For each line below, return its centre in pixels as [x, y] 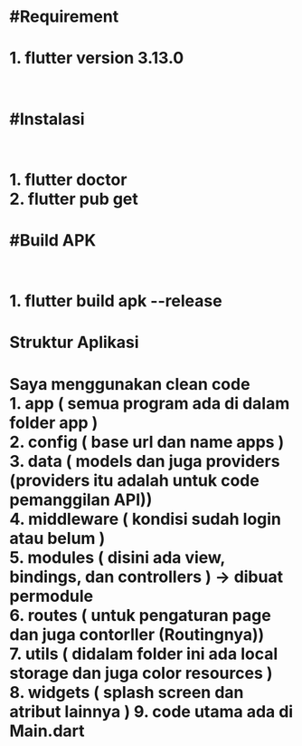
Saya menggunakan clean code [130, 384]
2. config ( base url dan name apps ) [147, 442]
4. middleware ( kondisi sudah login [146, 519]
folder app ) [54, 422]
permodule [52, 596]
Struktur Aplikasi [74, 343]
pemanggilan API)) [81, 499]
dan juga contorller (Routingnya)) [137, 634]
